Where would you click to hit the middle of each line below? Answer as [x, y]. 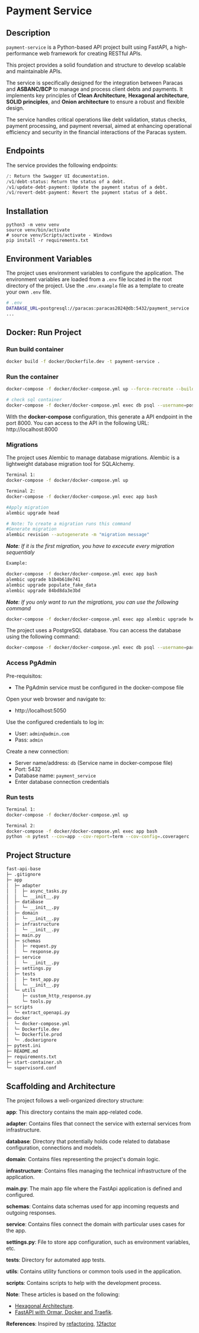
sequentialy [20, 552]
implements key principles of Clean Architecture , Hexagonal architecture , [98, 95]
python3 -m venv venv [33, 225]
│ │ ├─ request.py [32, 946]
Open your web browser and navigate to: [56, 699]
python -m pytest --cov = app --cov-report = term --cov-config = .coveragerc [98, 837]
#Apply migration [28, 507]
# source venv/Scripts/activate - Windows [59, 235]
